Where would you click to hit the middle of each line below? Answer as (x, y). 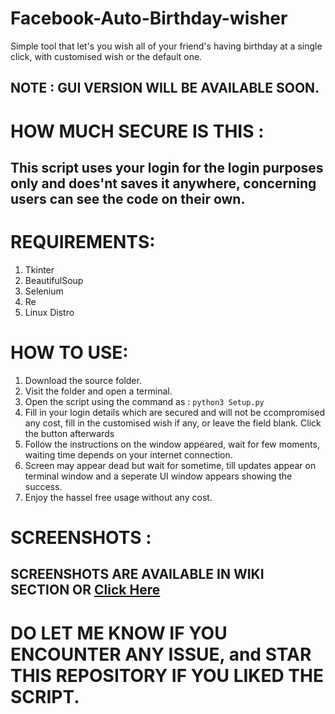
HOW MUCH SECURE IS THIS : (137, 131)
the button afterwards (69, 433)
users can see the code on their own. (128, 198)
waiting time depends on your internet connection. (128, 454)
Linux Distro (49, 312)
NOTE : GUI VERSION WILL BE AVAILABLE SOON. (165, 88)
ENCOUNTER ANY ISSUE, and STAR (161, 654)
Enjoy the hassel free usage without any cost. (118, 497)
